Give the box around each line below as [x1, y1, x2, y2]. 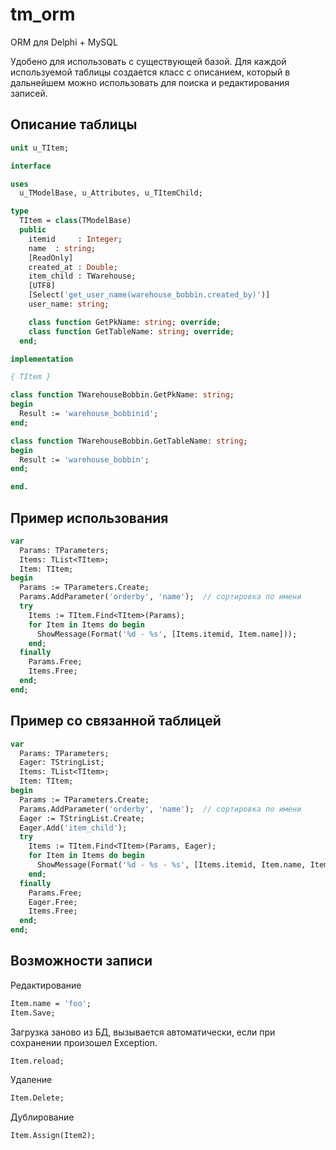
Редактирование [10, 979, 82, 991]
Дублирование [10, 1111, 75, 1123]
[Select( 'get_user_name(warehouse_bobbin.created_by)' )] [28, 290, 271, 300]
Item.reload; [10, 1056, 65, 1066]
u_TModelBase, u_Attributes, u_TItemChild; [19, 188, 203, 198]
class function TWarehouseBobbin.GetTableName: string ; [10, 436, 248, 446]
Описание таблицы [10, 116, 138, 133]
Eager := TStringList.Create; [19, 813, 145, 823]
